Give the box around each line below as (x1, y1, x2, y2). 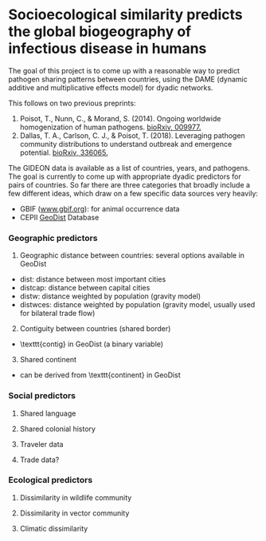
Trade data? (19, 455, 60, 464)
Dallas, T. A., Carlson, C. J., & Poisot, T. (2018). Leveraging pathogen (19, 130, 245, 140)
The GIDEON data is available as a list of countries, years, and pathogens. (8, 163, 251, 172)
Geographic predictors (8, 232, 98, 243)
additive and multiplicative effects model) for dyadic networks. (8, 82, 213, 93)
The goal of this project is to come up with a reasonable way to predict (8, 65, 241, 75)
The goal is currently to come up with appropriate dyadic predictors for (8, 172, 241, 181)
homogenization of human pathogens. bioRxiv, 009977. (19, 122, 201, 132)
